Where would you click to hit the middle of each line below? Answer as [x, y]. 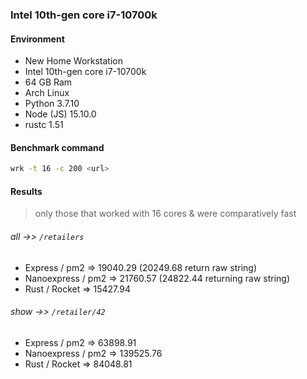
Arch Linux [47, 93]
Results [26, 191]
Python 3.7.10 [52, 104]
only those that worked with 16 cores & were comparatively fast [165, 214]
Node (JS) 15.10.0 [60, 114]
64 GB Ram [48, 82]
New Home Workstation [73, 61]
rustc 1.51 [44, 125]
